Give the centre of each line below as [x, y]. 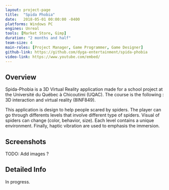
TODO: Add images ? [27, 154]
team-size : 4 [19, 43]
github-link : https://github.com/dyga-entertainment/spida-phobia [76, 52]
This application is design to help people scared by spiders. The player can [83, 110]
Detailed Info [26, 170]
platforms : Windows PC [29, 24]
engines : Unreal [22, 29]
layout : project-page [28, 10]
